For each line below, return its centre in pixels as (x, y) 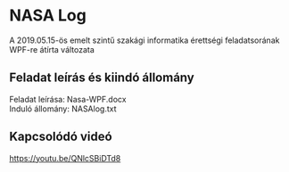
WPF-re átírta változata (52, 49)
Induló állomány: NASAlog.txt (63, 109)
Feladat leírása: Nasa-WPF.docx (68, 99)
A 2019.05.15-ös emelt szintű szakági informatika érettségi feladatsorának (144, 40)
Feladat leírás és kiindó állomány (102, 78)
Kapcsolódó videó (61, 137)
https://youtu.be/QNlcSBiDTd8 (65, 158)
